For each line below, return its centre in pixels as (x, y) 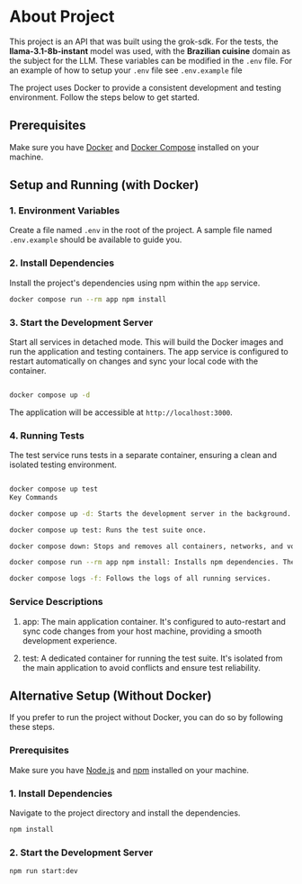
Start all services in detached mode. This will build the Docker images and (147, 342)
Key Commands (34, 497)
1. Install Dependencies (61, 793)
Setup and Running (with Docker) (104, 185)
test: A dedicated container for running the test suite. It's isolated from (152, 658)
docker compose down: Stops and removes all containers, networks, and (146, 546)
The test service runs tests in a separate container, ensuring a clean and (143, 456)
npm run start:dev (44, 871)
